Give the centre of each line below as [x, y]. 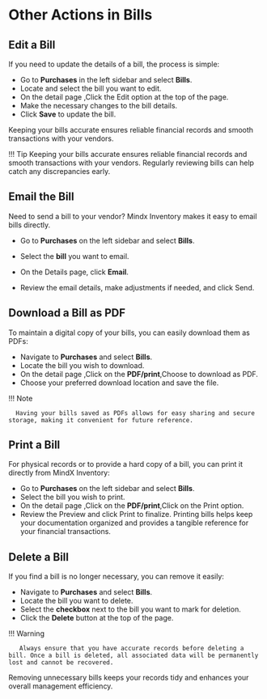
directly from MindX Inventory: [59, 473]
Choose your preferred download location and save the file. [119, 383]
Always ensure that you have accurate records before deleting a [131, 649]
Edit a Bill [32, 45]
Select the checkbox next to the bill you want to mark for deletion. [130, 609]
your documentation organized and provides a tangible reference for [134, 523]
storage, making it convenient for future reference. [101, 420]
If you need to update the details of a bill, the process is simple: [114, 64]
